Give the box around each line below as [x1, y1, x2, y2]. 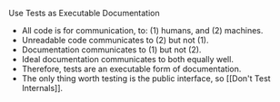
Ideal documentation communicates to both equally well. [21, 54, 234, 64]
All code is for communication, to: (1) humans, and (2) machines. [21, 25, 264, 35]
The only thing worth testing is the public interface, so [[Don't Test [21, 73, 271, 84]
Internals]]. [21, 83, 64, 93]
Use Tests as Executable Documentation [8, 8, 160, 18]
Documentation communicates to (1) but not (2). [21, 44, 202, 55]
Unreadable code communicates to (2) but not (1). [21, 35, 209, 45]
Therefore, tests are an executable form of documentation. [21, 63, 242, 74]
